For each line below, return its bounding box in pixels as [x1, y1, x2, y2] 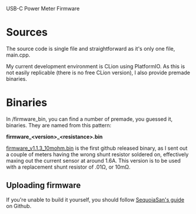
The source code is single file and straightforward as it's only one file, [6, 45, 175, 52]
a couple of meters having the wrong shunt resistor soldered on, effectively [6, 150, 189, 158]
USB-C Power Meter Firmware [6, 5, 80, 12]
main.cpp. [6, 51, 31, 58]
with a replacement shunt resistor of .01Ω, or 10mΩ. [6, 163, 131, 170]
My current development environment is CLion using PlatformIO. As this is [6, 62, 185, 70]
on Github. [6, 202, 32, 209]
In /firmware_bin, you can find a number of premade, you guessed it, [6, 115, 173, 123]
